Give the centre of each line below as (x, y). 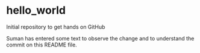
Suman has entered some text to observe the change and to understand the (100, 38)
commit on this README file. (42, 45)
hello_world (36, 10)
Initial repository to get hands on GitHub (56, 27)
